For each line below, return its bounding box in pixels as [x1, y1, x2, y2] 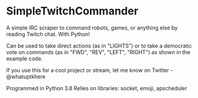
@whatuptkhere [6, 73, 46, 80]
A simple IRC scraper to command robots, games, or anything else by [6, 24, 178, 31]
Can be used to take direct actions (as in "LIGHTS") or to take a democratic [6, 42, 192, 49]
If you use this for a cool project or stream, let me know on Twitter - [6, 66, 173, 73]
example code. [6, 55, 43, 62]
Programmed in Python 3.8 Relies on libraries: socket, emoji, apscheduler [6, 84, 188, 91]
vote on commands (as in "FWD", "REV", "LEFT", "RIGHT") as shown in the [6, 48, 191, 55]
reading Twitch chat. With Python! [6, 30, 90, 37]
